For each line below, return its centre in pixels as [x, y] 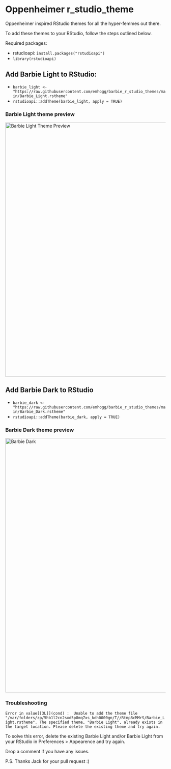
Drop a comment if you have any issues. [47, 752]
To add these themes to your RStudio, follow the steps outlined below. [78, 33]
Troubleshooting [26, 703]
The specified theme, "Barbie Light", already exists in [101, 722]
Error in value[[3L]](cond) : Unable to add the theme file [72, 714]
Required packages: [26, 43]
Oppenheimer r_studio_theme [69, 9]
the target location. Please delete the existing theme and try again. [83, 727]
